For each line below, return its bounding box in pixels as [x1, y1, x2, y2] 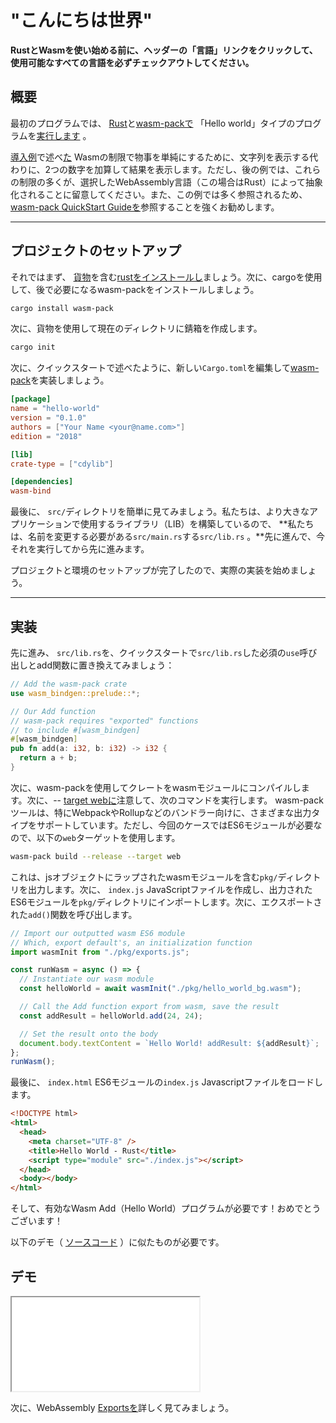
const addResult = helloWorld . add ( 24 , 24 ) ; [19, 1011, 203, 1021]
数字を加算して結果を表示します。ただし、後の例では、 [68, 163, 295, 175]
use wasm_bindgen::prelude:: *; [10, 688, 141, 698]
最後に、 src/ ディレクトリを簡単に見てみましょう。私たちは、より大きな [10, 506, 310, 518]
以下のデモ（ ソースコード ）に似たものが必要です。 [10, 1236, 225, 1248]
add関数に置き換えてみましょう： [36, 659, 175, 671]
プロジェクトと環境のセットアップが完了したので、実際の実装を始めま [10, 564, 300, 576]
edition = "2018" [10, 431, 83, 441]
